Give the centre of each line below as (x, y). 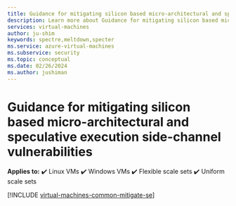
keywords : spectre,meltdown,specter (61, 40)
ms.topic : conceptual (39, 60)
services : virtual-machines (48, 27)
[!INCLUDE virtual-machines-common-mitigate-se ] (81, 195)
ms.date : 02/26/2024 (38, 66)
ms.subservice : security (44, 53)
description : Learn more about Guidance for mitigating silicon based (113, 20)
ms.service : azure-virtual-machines (61, 46)
